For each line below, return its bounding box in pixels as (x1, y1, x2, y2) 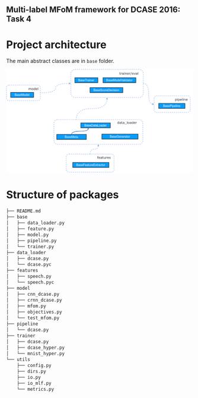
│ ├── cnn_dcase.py (6, 291, 60, 298)
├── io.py (17, 374, 41, 381)
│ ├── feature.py (6, 226, 55, 232)
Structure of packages (6, 188, 119, 201)
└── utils (6, 356, 31, 363)
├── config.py (17, 362, 52, 369)
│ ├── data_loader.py (6, 220, 65, 226)
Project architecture (6, 38, 107, 51)
